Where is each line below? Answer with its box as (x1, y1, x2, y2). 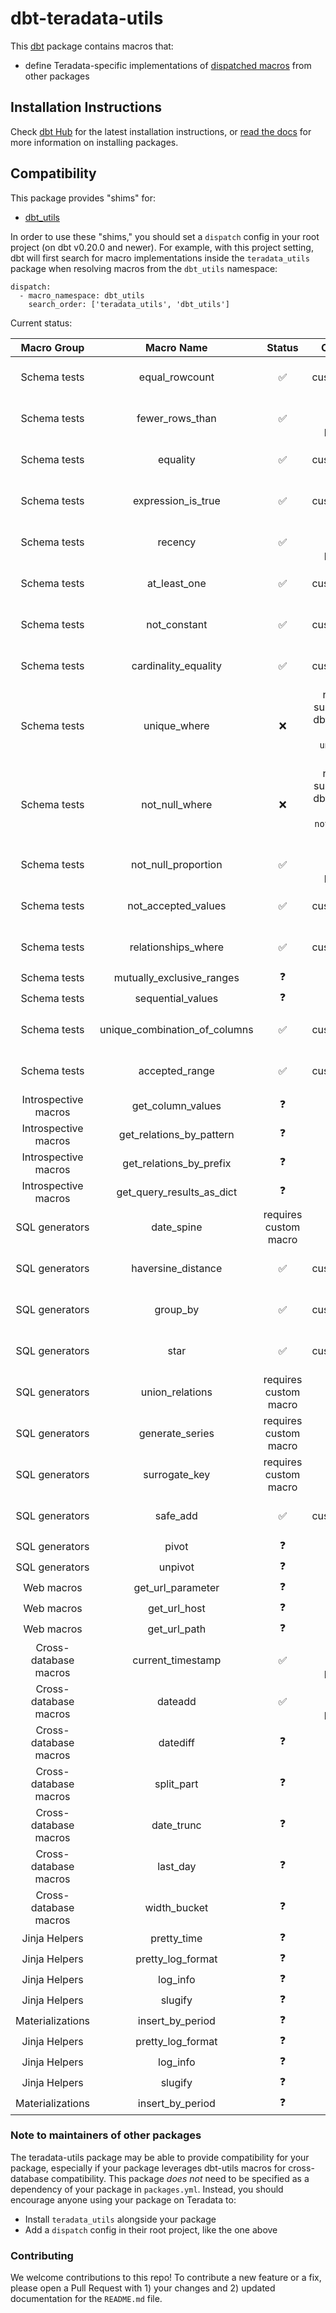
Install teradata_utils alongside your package (24, 2213, 217, 2225)
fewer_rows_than (136, 411, 217, 425)
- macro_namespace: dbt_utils (19, 290, 145, 301)
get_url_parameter (133, 1581, 220, 1595)
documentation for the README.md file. (10, 2293, 163, 2305)
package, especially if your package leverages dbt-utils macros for (10, 2162, 287, 2174)
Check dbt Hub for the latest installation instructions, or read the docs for (10, 125, 312, 137)
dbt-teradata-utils (10, 7, 164, 30)
